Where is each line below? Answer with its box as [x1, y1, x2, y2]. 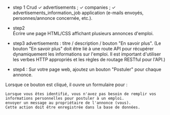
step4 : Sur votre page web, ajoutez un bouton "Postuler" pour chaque [12, 66, 162, 72]
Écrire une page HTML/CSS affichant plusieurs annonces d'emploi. [12, 31, 154, 36]
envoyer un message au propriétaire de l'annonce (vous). [5, 100, 131, 105]
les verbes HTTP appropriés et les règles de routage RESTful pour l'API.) [12, 56, 166, 63]
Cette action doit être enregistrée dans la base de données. [5, 105, 140, 110]
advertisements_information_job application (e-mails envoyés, [12, 10, 144, 16]
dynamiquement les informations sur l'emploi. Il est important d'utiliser [12, 51, 161, 57]
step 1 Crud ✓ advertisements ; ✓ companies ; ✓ [12, 5, 116, 10]
